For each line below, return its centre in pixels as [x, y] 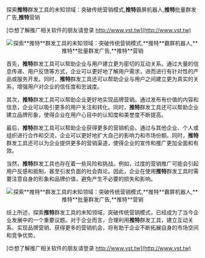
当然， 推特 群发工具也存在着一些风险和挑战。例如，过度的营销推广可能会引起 [103, 163]
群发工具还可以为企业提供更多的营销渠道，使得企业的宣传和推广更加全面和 [100, 143]
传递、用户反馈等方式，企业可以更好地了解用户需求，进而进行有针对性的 [102, 71]
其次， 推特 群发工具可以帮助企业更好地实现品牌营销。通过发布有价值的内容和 [103, 99]
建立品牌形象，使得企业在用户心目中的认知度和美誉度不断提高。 [86, 115]
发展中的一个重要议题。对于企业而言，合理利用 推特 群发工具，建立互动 [99, 220]
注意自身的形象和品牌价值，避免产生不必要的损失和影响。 [84, 179]
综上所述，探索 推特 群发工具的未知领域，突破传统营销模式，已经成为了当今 [100, 212]
